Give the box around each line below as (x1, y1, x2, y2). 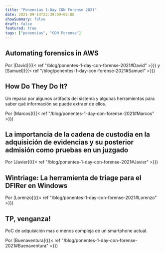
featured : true (5, 26, 37, 31)
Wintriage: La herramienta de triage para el (5, 173, 142, 182)
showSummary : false (5, 16, 46, 21)
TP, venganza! (5, 214, 51, 223)
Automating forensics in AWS (5, 49, 99, 57)
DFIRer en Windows (5, 181, 68, 190)
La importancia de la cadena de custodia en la (5, 130, 151, 139)
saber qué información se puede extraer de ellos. (5, 100, 107, 106)
